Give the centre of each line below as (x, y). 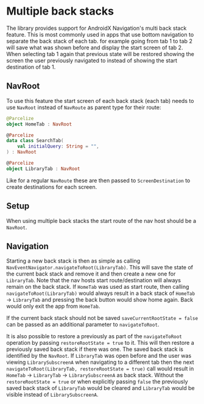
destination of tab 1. (31, 67)
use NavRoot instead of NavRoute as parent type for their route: (84, 107)
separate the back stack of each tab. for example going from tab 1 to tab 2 (100, 41)
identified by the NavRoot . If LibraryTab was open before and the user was (99, 356)
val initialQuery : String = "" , (58, 147)
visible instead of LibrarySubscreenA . (52, 395)
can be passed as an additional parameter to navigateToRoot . (83, 325)
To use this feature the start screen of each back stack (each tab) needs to (100, 101)
